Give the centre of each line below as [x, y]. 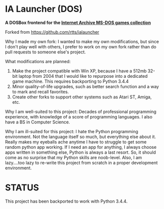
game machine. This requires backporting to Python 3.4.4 [70, 81]
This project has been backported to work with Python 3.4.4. [66, 201]
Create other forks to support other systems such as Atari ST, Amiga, [82, 97]
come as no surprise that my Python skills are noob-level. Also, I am [73, 157]
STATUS [22, 188]
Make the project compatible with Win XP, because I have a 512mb [79, 71]
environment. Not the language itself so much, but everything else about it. [81, 137]
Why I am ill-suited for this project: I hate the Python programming [72, 131]
